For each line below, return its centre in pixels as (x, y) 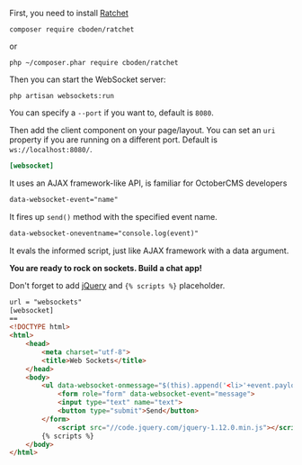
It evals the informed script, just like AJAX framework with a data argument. (149, 251)
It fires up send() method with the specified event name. (113, 216)
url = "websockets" (46, 302)
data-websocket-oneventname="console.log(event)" (104, 233)
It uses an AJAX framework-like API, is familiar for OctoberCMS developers (148, 183)
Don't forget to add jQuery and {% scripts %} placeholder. (117, 285)
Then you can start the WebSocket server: (88, 79)
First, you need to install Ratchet (69, 13)
